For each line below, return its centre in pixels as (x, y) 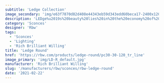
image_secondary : (23, 14)
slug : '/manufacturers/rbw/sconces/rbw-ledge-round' (60, 69)
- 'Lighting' (23, 41)
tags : (10, 32)
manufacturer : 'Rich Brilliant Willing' (47, 64)
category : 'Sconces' (26, 23)
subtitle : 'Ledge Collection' (36, 10)
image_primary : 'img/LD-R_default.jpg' (46, 60)
